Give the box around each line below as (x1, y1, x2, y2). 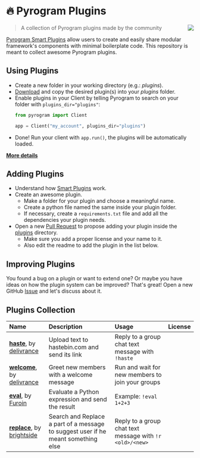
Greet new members (48, 363, 106, 371)
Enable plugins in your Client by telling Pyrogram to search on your (14, 94, 179, 101)
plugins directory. (14, 229, 58, 236)
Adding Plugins (6, 169, 64, 179)
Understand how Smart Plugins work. (14, 185, 107, 192)
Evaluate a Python (48, 388, 99, 396)
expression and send (48, 395, 107, 403)
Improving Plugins (6, 259, 76, 269)
